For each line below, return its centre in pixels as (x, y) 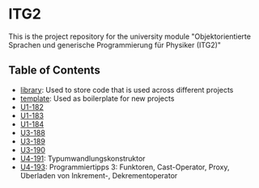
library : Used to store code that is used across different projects (127, 90)
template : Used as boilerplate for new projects (97, 98)
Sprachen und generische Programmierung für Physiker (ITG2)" (115, 44)
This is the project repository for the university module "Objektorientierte (129, 36)
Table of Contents (55, 71)
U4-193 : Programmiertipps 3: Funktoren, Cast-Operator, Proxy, (125, 167)
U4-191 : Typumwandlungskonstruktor (83, 158)
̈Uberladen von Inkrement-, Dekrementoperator (99, 175)
